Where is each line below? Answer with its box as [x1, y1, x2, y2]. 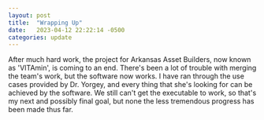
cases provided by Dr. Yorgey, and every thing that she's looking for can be [8, 80, 253, 89]
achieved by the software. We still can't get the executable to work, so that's [8, 88, 257, 98]
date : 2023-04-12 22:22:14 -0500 [8, 26, 125, 34]
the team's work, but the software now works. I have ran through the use [8, 71, 244, 81]
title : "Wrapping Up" [8, 19, 83, 27]
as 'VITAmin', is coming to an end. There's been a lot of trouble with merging [8, 64, 257, 73]
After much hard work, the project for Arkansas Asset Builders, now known [8, 55, 251, 64]
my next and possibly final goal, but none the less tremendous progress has [8, 96, 255, 106]
